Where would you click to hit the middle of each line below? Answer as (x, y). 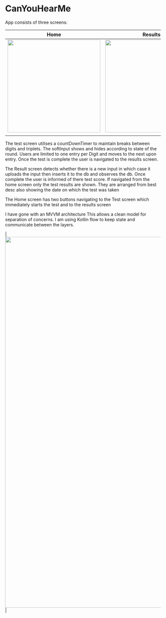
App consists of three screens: (36, 22)
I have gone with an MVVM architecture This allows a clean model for (76, 214)
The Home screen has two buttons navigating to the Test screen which (77, 199)
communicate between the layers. (40, 224)
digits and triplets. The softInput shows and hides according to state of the (81, 148)
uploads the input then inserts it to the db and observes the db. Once (75, 174)
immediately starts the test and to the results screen (58, 204)
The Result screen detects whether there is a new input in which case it (78, 169)
